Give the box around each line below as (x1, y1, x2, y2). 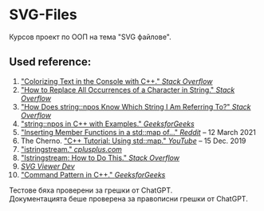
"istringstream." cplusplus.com (20, 144, 123, 153)
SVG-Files (9, 6, 78, 24)
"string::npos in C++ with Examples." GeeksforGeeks (20, 118, 195, 129)
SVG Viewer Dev (20, 161, 75, 171)
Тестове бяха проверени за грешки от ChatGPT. (9, 185, 173, 195)
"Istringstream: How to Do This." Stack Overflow (20, 153, 180, 162)
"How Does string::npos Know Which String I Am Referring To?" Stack (20, 102, 251, 111)
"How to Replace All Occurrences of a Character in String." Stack (20, 85, 235, 94)
